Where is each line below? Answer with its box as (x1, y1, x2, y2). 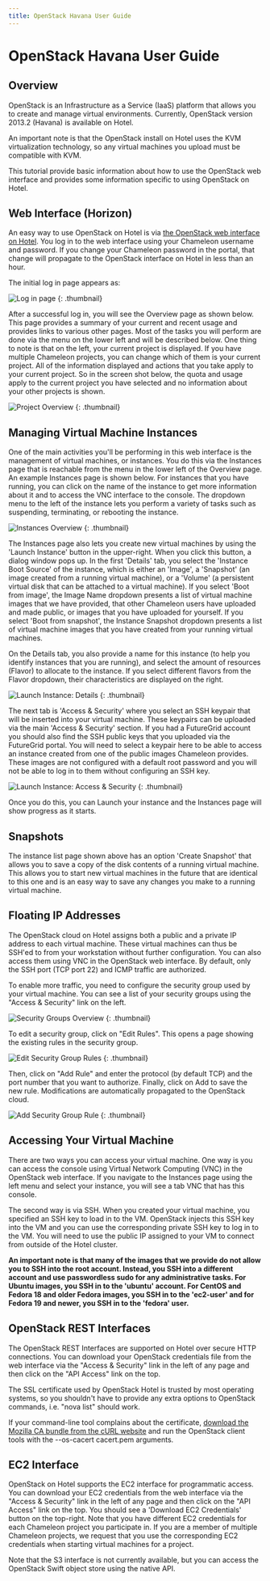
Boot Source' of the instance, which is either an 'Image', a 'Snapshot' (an (8, 564, 250, 574)
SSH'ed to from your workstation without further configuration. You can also (8, 947, 262, 957)
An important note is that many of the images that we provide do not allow (8, 1255, 261, 1265)
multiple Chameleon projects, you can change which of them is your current (8, 353, 261, 362)
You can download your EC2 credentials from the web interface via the (8, 1488, 243, 1498)
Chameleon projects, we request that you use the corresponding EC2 (8, 1531, 239, 1541)
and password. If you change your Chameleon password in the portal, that (8, 245, 255, 255)
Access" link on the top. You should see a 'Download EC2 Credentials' (8, 1505, 242, 1515)
